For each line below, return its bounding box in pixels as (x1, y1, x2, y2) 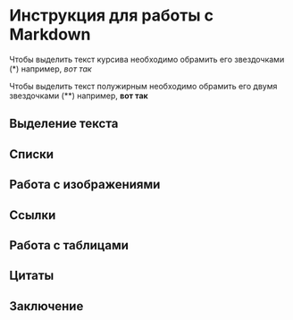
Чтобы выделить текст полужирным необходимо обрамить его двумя (9, 80, 278, 91)
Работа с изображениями (9, 177, 161, 192)
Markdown (9, 24, 91, 45)
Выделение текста (9, 116, 119, 131)
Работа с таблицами (9, 238, 130, 253)
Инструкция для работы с (9, 5, 214, 26)
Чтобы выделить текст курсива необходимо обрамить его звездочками (9, 54, 285, 64)
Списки (9, 147, 54, 162)
